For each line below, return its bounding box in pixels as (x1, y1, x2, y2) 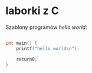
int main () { (5, 40, 38, 46)
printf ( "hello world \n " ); (16, 45, 80, 51)
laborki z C (5, 4, 60, 18)
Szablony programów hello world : (5, 24, 87, 31)
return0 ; (16, 56, 38, 62)
